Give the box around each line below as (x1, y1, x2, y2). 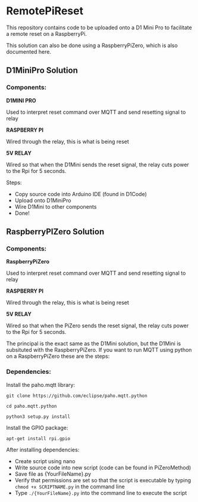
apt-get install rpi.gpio (6, 435, 70, 442)
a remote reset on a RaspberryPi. (6, 30, 87, 37)
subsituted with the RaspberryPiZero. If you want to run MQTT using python (6, 346, 192, 354)
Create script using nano (14, 457, 76, 464)
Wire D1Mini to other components (14, 203, 97, 210)
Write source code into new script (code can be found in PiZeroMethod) (14, 464, 191, 471)
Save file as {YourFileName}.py (14, 470, 91, 478)
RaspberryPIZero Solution (6, 227, 105, 237)
